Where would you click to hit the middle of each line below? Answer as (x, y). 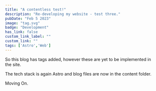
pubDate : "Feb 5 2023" (28, 18)
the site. (13, 64)
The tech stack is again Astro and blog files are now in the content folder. (78, 74)
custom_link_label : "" (28, 37)
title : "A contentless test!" (36, 9)
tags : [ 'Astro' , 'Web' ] (28, 45)
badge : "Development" (27, 28)
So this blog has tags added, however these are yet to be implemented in (78, 59)
